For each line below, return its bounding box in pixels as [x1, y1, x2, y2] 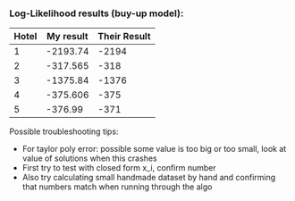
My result [46, 30, 88, 43]
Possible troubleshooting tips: [9, 126, 119, 137]
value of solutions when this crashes [21, 153, 158, 163]
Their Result [97, 30, 151, 43]
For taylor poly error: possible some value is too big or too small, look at [21, 144, 287, 155]
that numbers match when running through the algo [21, 181, 213, 192]
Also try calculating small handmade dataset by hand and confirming [21, 172, 276, 183]
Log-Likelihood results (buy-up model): [9, 7, 184, 20]
